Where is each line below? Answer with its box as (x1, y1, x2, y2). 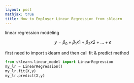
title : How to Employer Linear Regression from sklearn (5, 16, 122, 21)
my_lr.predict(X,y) (5, 73, 45, 78)
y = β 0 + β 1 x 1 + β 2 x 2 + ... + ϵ (54, 39, 111, 47)
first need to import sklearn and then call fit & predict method (5, 50, 129, 56)
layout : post (5, 7, 32, 12)
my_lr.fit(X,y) (5, 68, 36, 74)
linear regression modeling (5, 30, 60, 36)
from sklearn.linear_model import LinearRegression (5, 59, 113, 64)
